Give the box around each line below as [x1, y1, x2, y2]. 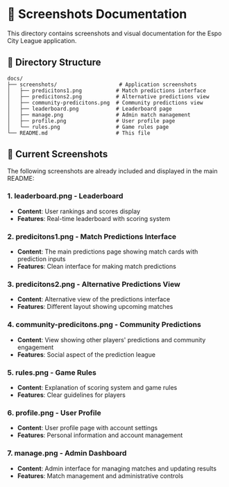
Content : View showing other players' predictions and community [17, 335, 206, 344]
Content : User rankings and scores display [17, 207, 141, 215]
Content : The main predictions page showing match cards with [17, 247, 198, 256]
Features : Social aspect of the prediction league [17, 350, 156, 359]
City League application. [7, 36, 77, 44]
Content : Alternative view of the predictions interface [17, 295, 171, 303]
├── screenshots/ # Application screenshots [7, 81, 197, 88]
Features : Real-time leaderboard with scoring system [17, 214, 171, 222]
